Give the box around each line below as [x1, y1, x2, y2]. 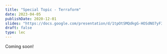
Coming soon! [5, 44, 34, 49]
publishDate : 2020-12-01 [5, 16, 57, 21]
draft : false [5, 26, 32, 30]
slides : [5, 21, 21, 26]
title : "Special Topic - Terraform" [5, 7, 81, 12]
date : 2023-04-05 [5, 12, 41, 17]
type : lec [5, 30, 26, 35]
